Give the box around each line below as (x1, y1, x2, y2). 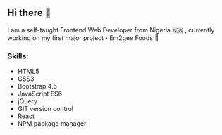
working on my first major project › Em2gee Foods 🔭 (7, 33, 159, 42)
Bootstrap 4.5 (17, 82, 58, 91)
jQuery (17, 97, 37, 105)
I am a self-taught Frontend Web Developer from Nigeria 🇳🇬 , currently (7, 25, 215, 34)
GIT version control (17, 105, 74, 113)
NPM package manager (17, 120, 87, 128)
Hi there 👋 (7, 7, 51, 19)
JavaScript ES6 (17, 89, 63, 98)
